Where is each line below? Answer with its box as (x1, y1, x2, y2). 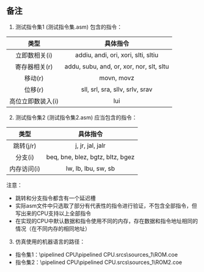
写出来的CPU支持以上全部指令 (15, 210, 92, 217)
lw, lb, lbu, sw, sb (66, 164, 115, 172)
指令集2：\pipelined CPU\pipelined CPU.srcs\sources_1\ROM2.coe (15, 259, 182, 266)
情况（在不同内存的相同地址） (15, 225, 90, 232)
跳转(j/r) (13, 141, 37, 150)
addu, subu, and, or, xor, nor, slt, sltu (64, 62, 169, 70)
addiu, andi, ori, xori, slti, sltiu (75, 51, 159, 59)
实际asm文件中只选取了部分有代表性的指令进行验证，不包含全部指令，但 (15, 202, 197, 209)
